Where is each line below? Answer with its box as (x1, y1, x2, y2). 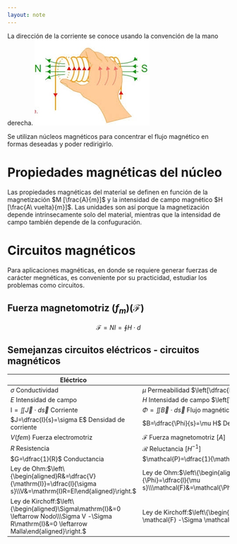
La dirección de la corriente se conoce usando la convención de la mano (7, 32, 219, 40)
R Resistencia (10, 445, 50, 453)
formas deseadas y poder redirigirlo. (7, 140, 114, 148)
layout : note (7, 11, 46, 18)
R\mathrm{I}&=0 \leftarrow (10, 519, 88, 528)
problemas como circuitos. (7, 281, 85, 289)
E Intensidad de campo (10, 396, 78, 404)
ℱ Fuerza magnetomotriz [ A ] (142, 433, 226, 442)
